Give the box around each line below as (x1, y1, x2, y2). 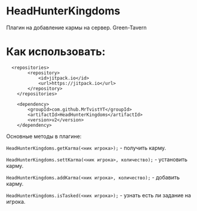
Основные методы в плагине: (6, 133, 82, 140)
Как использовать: (6, 45, 106, 59)
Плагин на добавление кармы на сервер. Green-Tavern (6, 24, 147, 31)
